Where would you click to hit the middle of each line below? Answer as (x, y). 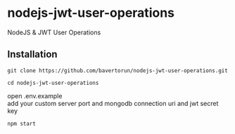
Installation (32, 54)
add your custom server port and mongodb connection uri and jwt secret (113, 103)
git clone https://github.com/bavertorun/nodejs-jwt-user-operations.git (118, 71)
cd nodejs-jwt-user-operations (53, 83)
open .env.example (35, 95)
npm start (22, 123)
